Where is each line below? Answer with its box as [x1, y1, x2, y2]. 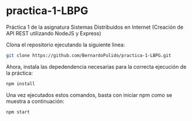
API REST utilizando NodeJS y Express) [6, 29, 101, 36]
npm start [6, 109, 30, 115]
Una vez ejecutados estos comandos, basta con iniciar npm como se [6, 91, 173, 98]
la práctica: [6, 69, 33, 76]
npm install [6, 80, 35, 86]
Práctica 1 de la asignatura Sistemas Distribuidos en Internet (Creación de [6, 23, 184, 31]
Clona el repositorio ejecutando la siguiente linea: [6, 41, 125, 48]
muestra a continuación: [6, 98, 64, 105]
